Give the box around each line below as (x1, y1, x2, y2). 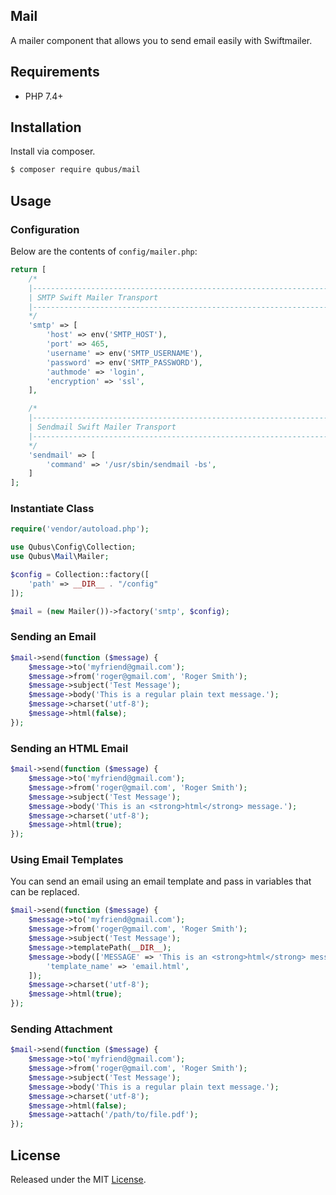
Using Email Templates (10, 853, 124, 867)
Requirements (10, 64, 100, 81)
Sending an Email (10, 630, 97, 644)
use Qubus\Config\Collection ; (10, 542, 137, 553)
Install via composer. (10, 145, 96, 158)
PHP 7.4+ (24, 90, 64, 102)
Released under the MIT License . (10, 1174, 147, 1186)
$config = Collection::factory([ (10, 570, 150, 580)
